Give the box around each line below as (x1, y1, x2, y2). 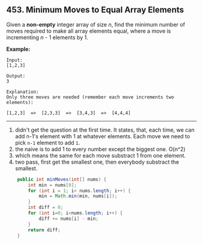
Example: (6, 45, 31, 53)
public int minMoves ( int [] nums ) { (17, 176, 107, 182)
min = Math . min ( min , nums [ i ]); (38, 193, 118, 199)
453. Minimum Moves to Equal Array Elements (6, 5, 184, 15)
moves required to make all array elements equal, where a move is (6, 27, 171, 34)
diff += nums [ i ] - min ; (38, 216, 98, 222)
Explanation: (6, 89, 39, 95)
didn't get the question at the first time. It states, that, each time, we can (14, 126, 195, 133)
